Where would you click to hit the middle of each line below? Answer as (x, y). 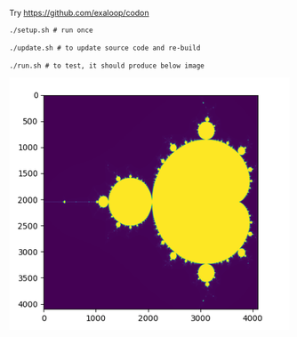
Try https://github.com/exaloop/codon (79, 13)
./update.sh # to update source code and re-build (105, 48)
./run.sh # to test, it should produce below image (107, 66)
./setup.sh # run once (51, 30)
